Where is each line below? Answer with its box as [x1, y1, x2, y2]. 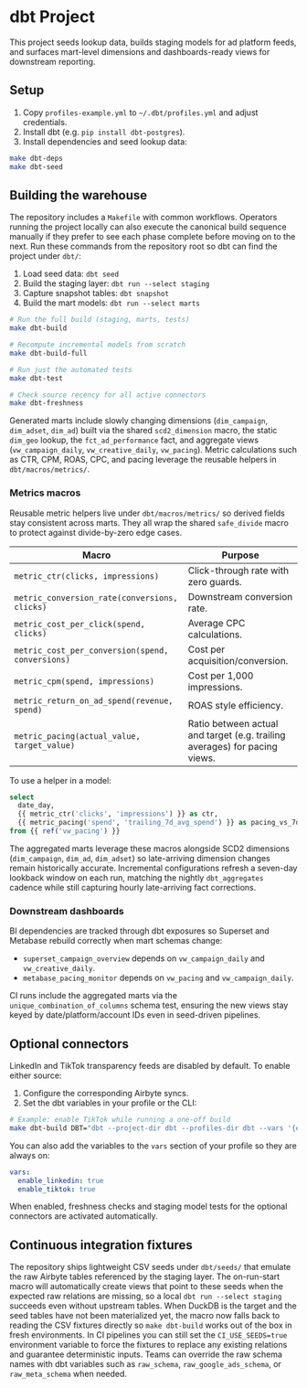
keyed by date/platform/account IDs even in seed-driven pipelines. [9, 1009, 261, 1020]
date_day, [17, 801, 55, 810]
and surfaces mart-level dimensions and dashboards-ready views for [9, 46, 270, 57]
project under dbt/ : [9, 251, 82, 262]
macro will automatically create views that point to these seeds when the [9, 1281, 283, 1292]
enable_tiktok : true [17, 1184, 96, 1194]
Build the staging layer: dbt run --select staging [22, 278, 210, 289]
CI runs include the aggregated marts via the [9, 990, 178, 1001]
